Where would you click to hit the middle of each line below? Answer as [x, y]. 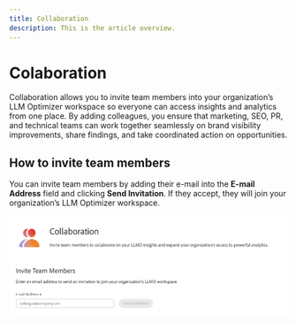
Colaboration [58, 73]
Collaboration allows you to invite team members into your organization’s [141, 97]
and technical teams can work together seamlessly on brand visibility [135, 126]
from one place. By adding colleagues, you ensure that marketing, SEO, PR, [146, 116]
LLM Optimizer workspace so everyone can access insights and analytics [143, 107]
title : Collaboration [49, 19]
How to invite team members [90, 162]
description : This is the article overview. [92, 28]
